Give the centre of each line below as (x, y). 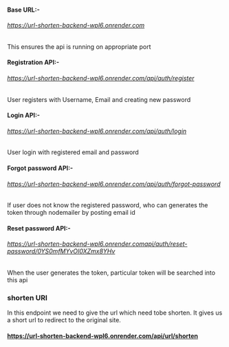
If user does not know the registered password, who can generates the (108, 205)
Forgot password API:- (40, 168)
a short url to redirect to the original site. (64, 320)
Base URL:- (23, 10)
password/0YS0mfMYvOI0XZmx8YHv (61, 251)
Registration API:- (33, 63)
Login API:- (23, 115)
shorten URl (28, 297)
